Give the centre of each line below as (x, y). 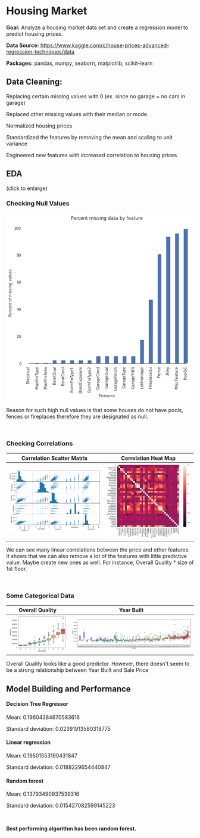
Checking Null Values (38, 204)
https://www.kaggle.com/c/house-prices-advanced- (105, 45)
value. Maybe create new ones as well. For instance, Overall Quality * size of (100, 562)
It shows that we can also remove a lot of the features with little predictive (97, 556)
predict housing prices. (35, 33)
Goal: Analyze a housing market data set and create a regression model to (97, 27)
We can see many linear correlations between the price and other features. (98, 550)
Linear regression (29, 742)
